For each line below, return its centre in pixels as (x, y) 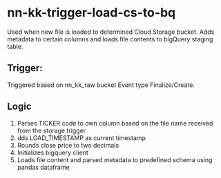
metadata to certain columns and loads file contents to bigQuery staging (110, 39)
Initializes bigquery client (52, 152)
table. (15, 46)
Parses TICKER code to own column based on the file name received (115, 123)
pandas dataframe (44, 167)
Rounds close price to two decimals (68, 145)
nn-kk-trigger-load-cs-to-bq (92, 13)
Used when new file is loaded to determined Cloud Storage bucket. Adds (111, 32)
